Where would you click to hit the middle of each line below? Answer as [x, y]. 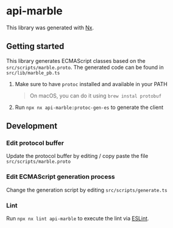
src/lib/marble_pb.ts [33, 73]
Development [32, 126]
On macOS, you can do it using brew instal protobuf [95, 95]
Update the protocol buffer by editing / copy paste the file [77, 156]
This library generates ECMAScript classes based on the [76, 60]
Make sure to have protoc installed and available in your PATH [91, 84]
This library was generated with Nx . [50, 28]
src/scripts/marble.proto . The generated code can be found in [85, 67]
